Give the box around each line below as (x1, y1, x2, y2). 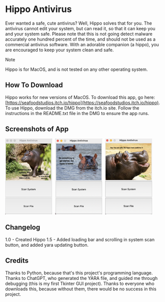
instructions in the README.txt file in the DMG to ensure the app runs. (5, 110, 149, 116)
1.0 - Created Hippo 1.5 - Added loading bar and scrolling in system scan (5, 236, 155, 242)
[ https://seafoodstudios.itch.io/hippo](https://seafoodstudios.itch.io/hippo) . (5, 99, 160, 106)
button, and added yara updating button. (5, 242, 89, 248)
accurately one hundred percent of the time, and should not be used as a (5, 36, 156, 42)
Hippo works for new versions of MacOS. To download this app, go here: (5, 94, 155, 100)
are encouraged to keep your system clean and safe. (5, 47, 114, 53)
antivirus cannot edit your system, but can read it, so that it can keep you (5, 25, 156, 31)
